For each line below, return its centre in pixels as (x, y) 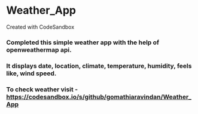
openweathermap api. (39, 50)
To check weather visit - (42, 89)
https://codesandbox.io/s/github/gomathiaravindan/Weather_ (99, 97)
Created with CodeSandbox (40, 27)
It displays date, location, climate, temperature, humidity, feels (99, 66)
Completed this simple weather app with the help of (83, 42)
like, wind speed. (31, 73)
